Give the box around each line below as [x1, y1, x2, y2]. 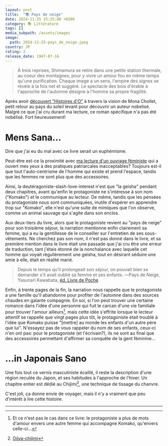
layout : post [5, 7, 32, 12]
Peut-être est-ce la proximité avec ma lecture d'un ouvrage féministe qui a [5, 158, 158, 164]
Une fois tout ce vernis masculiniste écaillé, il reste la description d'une [5, 369, 151, 375]
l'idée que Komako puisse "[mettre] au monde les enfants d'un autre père [5, 319, 156, 325]
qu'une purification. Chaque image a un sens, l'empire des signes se [17, 78, 159, 84]
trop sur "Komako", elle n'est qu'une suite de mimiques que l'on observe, [5, 205, 155, 211]
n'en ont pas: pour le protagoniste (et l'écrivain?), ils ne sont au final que [5, 330, 154, 336]
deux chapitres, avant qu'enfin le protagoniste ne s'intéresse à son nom [5, 189, 153, 195]
